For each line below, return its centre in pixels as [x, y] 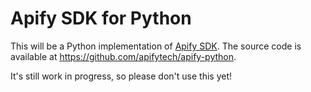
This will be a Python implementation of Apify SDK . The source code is [156, 46]
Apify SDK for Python [101, 18]
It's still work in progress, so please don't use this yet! [121, 76]
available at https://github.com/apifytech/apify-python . [123, 56]
